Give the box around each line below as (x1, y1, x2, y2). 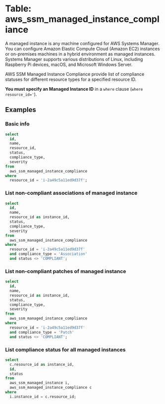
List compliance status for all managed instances (5, 346, 126, 353)
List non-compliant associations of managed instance (5, 189, 138, 196)
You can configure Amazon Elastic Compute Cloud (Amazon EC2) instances (5, 46, 160, 52)
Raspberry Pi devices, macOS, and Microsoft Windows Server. (5, 61, 133, 67)
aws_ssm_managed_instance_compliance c (9, 385, 92, 390)
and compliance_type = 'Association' (9, 251, 88, 257)
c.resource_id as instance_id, (9, 362, 74, 367)
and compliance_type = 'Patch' (9, 330, 74, 335)
